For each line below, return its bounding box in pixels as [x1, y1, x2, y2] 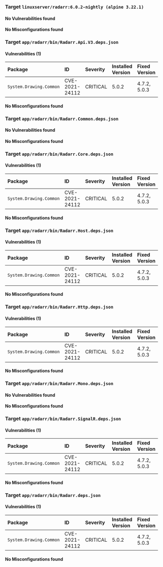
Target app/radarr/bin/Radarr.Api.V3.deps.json [5, 39, 119, 46]
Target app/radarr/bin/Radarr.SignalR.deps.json [5, 415, 121, 422]
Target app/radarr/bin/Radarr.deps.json [5, 492, 101, 498]
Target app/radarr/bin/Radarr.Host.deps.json [5, 227, 114, 234]
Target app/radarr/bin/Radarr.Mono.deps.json [5, 380, 114, 387]
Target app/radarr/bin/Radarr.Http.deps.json [5, 303, 114, 310]
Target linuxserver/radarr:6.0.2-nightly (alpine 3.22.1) [5, 3, 144, 10]
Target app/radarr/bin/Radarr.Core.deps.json [5, 150, 114, 157]
